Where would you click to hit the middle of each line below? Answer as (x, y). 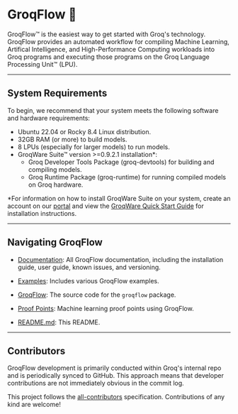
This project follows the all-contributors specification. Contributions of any (116, 397)
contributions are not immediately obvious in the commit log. (96, 383)
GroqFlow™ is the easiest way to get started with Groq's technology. (107, 34)
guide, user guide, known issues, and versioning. (89, 267)
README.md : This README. (59, 322)
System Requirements (57, 93)
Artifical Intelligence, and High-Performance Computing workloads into (111, 49)
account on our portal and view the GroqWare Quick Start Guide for (106, 206)
